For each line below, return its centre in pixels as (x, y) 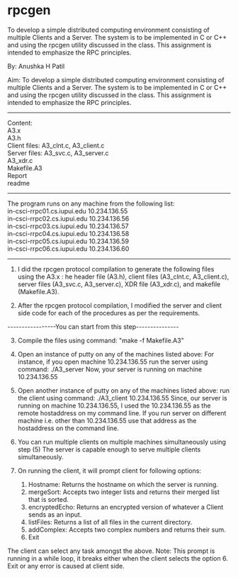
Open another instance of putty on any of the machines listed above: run (124, 390)
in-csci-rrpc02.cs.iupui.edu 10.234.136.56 (68, 218)
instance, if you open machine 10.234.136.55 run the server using (113, 362)
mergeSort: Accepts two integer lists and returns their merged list (124, 492)
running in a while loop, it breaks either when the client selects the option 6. (118, 558)
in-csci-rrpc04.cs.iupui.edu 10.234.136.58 (68, 233)
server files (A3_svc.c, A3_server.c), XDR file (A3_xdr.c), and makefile (119, 284)
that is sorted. (49, 499)
